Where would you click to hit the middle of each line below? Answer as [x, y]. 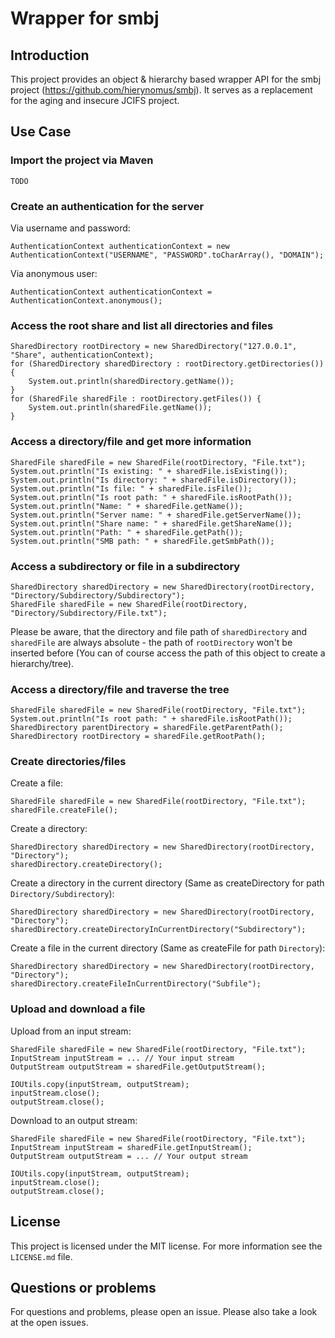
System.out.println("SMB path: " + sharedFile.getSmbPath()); [142, 541]
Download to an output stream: [74, 1120]
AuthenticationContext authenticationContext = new [120, 246]
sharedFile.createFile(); [64, 810]
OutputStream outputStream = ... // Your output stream [129, 1156]
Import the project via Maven [82, 160]
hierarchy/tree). [42, 663]
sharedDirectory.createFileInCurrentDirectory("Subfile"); [136, 984]
